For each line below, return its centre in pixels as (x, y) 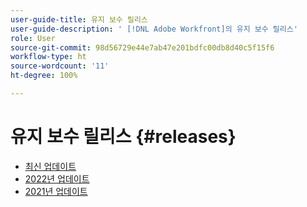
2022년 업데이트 (57, 178)
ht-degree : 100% (44, 76)
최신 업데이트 (50, 166)
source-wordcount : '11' (60, 66)
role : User (33, 38)
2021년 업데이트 (56, 191)
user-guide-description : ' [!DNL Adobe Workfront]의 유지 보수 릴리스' (154, 29)
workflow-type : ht (48, 57)
